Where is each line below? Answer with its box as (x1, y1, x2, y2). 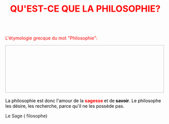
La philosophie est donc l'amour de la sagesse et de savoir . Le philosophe (5, 97, 161, 104)
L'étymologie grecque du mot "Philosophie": (5, 35, 98, 41)
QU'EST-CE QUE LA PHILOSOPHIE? (10, 3, 161, 15)
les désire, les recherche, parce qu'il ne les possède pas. (5, 103, 124, 109)
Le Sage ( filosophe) (5, 112, 48, 119)
